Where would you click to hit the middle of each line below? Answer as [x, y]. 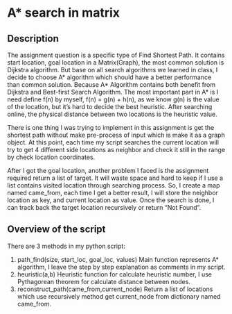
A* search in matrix [63, 13]
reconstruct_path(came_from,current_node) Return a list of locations [115, 289]
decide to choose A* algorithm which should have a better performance [109, 77]
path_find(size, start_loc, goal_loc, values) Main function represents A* [118, 259]
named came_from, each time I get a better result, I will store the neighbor [113, 193]
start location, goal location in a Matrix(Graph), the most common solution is [116, 63]
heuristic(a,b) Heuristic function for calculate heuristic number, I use [115, 274]
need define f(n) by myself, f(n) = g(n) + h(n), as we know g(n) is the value [113, 99]
